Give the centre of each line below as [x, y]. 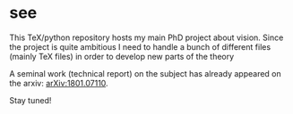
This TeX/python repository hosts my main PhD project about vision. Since [146, 37]
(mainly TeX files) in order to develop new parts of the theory [122, 56]
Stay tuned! [30, 100]
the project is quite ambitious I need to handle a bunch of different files [140, 46]
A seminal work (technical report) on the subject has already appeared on [146, 73]
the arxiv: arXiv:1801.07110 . [59, 83]
